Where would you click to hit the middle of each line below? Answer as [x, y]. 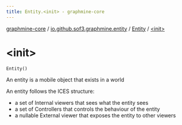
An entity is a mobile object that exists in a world [65, 79]
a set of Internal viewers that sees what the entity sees [82, 102]
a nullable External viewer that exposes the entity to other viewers [95, 115]
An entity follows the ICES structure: [50, 91]
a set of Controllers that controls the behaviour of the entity [87, 109]
